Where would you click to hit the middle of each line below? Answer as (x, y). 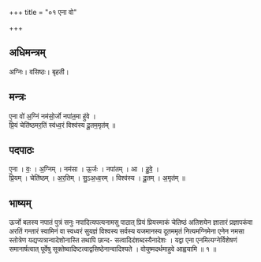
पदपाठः (22, 150)
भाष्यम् (20, 203)
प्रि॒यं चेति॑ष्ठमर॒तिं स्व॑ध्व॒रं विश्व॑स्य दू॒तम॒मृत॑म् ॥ (62, 125)
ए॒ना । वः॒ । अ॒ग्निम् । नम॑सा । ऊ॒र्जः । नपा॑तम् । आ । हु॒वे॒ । (84, 169)
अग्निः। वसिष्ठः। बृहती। (39, 72)
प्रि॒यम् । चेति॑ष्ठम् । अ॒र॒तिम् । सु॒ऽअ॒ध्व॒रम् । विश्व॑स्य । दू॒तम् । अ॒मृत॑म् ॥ (97, 178)
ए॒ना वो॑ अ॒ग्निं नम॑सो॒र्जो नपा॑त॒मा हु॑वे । (53, 116)
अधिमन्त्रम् (27, 52)
